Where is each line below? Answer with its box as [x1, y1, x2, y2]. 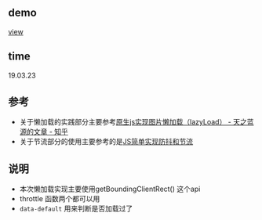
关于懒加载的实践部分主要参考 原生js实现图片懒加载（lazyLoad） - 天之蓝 [19, 117, 254, 127]
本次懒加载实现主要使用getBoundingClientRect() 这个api [19, 184, 201, 194]
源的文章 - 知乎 [19, 127, 69, 136]
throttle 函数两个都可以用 [19, 194, 100, 204]
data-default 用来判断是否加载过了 [19, 204, 133, 214]
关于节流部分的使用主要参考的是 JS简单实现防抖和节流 [19, 137, 194, 146]
